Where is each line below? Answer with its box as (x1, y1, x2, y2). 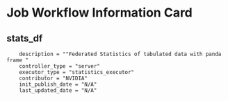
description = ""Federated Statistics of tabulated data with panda (19, 50, 222, 57)
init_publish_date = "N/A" (19, 81, 97, 88)
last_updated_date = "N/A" (19, 87, 97, 94)
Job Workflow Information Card (6, 5, 193, 21)
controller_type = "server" (19, 63, 100, 70)
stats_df (6, 33, 43, 44)
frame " (6, 57, 29, 64)
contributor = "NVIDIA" (19, 75, 88, 82)
